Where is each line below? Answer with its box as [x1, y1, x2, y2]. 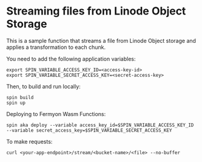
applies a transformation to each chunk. [6, 44, 106, 51]
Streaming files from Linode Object [6, 4, 186, 18]
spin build [6, 94, 34, 100]
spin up [6, 100, 26, 106]
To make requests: [6, 138, 53, 145]
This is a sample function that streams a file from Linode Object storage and [6, 37, 196, 44]
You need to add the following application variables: [6, 55, 136, 62]
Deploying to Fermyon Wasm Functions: [6, 110, 106, 117]
